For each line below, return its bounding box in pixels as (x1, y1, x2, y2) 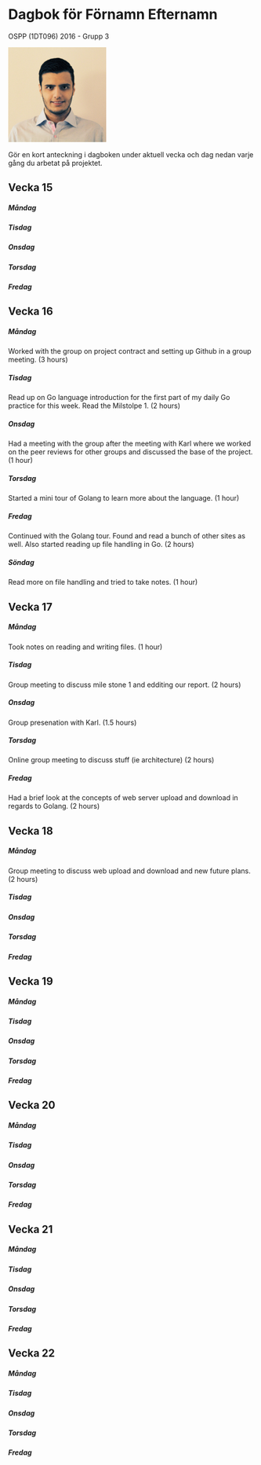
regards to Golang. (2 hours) (8, 802, 100, 811)
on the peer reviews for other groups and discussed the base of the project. (8, 447, 253, 457)
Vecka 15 (8, 181, 53, 194)
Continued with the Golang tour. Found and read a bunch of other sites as (8, 531, 245, 541)
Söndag (8, 557, 34, 567)
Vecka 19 (8, 975, 53, 988)
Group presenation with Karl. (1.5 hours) (8, 718, 137, 727)
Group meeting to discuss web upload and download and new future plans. (8, 866, 251, 876)
